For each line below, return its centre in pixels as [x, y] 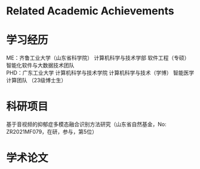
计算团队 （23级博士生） [36, 80]
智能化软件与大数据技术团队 [40, 65]
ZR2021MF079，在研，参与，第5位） [52, 132]
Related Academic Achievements [90, 11]
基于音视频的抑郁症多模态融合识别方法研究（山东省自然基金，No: [86, 124]
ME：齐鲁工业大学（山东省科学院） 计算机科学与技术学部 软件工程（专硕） [98, 58]
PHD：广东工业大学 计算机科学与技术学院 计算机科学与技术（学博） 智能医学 [100, 73]
